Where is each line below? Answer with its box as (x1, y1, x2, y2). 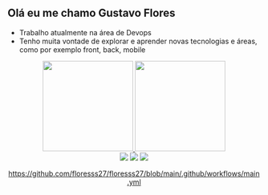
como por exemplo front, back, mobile (18, 44, 146, 55)
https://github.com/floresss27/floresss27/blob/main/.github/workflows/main (8, 169, 260, 178)
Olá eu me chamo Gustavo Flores (7, 6, 176, 20)
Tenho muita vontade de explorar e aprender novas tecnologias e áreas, (18, 36, 258, 46)
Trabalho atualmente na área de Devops (18, 27, 152, 37)
